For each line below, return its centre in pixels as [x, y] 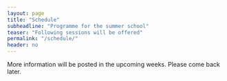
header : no [23, 45]
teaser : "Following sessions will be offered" [75, 32]
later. [14, 71]
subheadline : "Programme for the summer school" [78, 26]
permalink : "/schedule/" [43, 39]
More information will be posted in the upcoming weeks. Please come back [113, 64]
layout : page [26, 13]
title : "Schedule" [33, 20]
